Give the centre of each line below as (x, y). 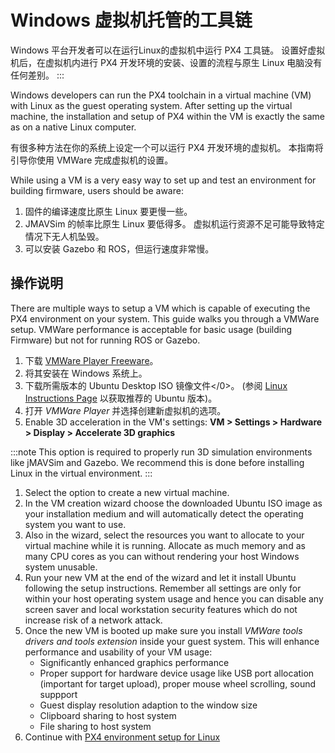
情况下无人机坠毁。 (64, 236)
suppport (58, 694)
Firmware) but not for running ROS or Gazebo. (105, 340)
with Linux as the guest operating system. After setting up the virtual (151, 105)
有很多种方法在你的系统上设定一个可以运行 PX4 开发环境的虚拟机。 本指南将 (167, 147)
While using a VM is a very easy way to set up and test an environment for (163, 180)
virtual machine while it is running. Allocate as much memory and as (165, 545)
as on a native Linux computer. (73, 127)
